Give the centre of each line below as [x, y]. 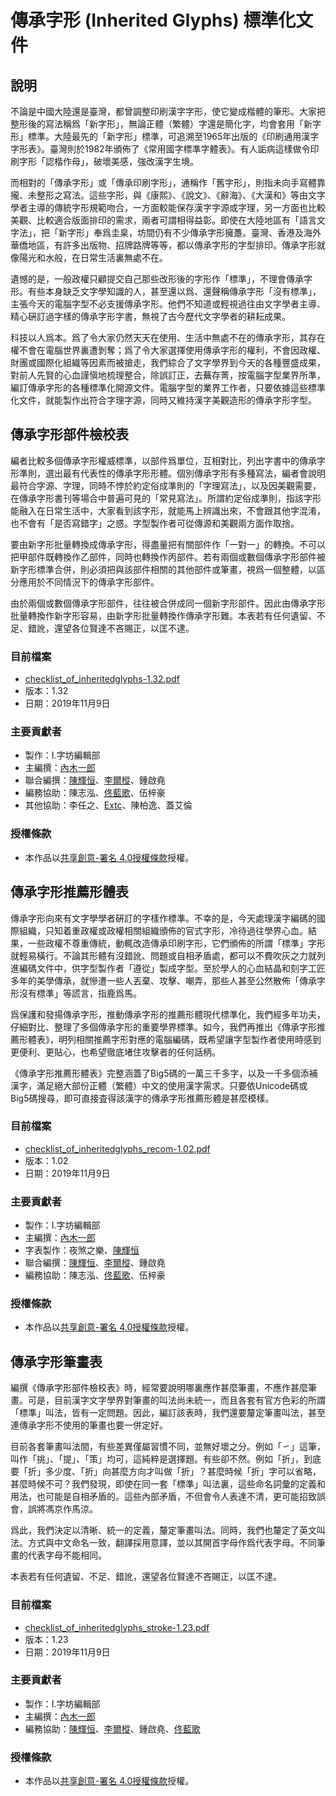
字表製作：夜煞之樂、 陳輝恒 [82, 1250]
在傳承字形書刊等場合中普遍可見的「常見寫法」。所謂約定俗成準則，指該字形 [166, 498]
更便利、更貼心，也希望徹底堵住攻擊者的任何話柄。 [115, 1052]
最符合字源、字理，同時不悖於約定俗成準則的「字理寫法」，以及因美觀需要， [166, 485]
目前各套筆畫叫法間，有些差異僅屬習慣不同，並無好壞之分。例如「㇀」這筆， [168, 1447]
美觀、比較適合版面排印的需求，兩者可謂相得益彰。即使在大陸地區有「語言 [163, 220]
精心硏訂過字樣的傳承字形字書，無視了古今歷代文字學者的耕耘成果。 [150, 316]
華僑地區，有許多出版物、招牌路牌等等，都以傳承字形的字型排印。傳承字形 [163, 245]
